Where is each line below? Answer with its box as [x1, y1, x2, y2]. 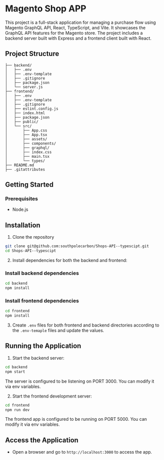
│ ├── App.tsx [5, 132, 48, 137]
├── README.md [5, 162, 35, 168]
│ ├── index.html [5, 110, 45, 116]
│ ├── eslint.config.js [5, 106, 58, 111]
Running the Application [5, 342, 82, 350]
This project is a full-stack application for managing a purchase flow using [5, 19, 156, 25]
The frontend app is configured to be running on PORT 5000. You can [5, 416, 147, 422]
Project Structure [5, 50, 59, 58]
